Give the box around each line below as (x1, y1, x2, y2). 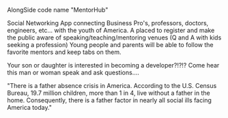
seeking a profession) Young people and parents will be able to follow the (7, 41, 214, 48)
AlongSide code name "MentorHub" (7, 6, 109, 14)
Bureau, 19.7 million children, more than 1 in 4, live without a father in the (7, 89, 210, 97)
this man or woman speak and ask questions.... (7, 68, 140, 76)
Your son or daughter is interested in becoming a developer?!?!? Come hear (7, 61, 220, 69)
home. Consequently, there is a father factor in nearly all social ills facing (7, 96, 212, 104)
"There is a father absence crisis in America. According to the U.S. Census (7, 82, 217, 89)
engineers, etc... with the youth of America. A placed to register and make (7, 27, 215, 34)
